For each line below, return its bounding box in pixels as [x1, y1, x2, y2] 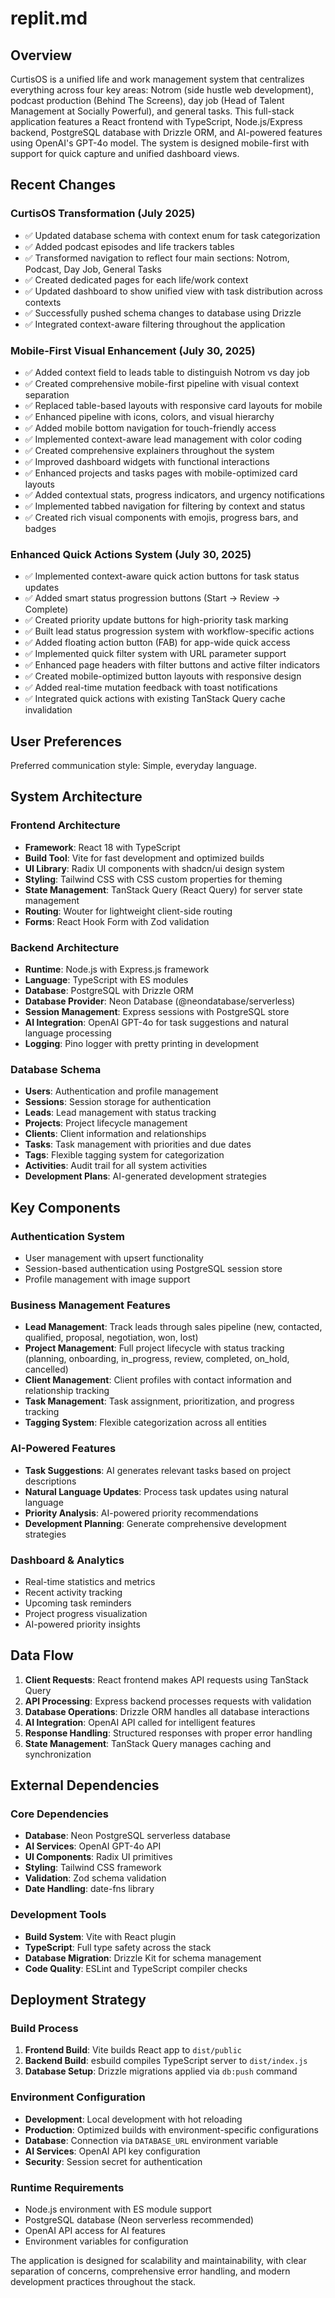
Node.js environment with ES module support [24, 2203, 212, 2216]
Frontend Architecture [10, 818, 121, 832]
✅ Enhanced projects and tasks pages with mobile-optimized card [24, 467, 298, 479]
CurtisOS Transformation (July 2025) [10, 207, 196, 221]
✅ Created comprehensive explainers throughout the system [24, 444, 275, 456]
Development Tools [10, 1908, 107, 1922]
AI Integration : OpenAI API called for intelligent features [24, 1716, 256, 1728]
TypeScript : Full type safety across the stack [24, 1941, 212, 1953]
